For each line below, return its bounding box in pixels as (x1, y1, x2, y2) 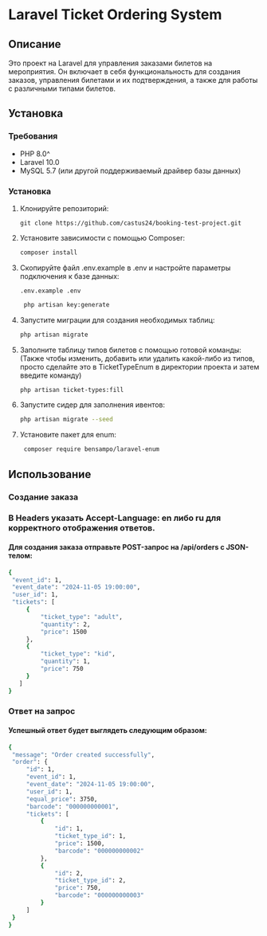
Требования (8, 131, 58, 142)
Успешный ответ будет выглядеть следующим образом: (8, 726, 207, 735)
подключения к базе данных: (19, 271, 120, 280)
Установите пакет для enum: (19, 430, 117, 440)
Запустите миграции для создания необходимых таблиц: (19, 315, 215, 324)
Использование (8, 468, 92, 481)
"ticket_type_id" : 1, (54, 832, 127, 840)
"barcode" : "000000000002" (54, 847, 145, 855)
